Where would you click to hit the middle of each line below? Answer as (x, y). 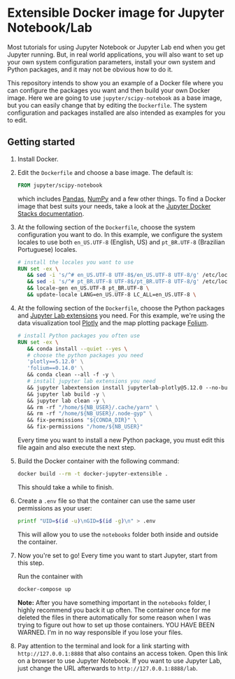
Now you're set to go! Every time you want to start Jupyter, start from (117, 555)
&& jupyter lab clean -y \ (66, 401)
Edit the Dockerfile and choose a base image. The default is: (105, 172)
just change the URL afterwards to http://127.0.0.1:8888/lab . (107, 668)
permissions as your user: (55, 508)
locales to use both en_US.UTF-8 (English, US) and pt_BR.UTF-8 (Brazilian (121, 242)
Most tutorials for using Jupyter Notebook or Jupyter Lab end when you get (116, 47)
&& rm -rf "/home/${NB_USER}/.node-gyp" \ (90, 414)
